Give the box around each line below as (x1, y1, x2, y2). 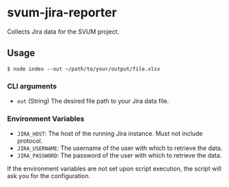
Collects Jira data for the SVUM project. (7, 27, 120, 36)
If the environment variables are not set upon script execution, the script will (7, 164, 222, 173)
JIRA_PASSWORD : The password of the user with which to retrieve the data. (16, 151, 222, 160)
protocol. (16, 137, 43, 145)
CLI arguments (7, 81, 57, 90)
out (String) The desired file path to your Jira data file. (16, 97, 170, 105)
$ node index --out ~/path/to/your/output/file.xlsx (7, 65, 161, 73)
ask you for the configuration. (7, 172, 91, 180)
